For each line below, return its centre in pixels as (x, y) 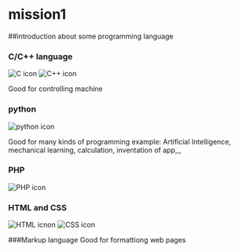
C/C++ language (40, 57)
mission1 (37, 15)
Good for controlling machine (55, 89)
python (22, 109)
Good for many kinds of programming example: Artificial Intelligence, (120, 141)
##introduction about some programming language (91, 36)
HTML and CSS (37, 207)
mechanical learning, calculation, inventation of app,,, (95, 150)
